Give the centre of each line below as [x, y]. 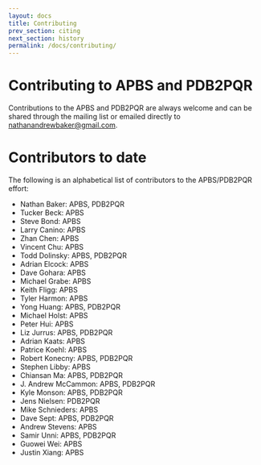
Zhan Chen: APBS [49, 238]
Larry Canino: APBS [53, 230]
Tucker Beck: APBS [52, 213]
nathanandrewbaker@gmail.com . [63, 125]
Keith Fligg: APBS [49, 290]
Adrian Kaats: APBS [53, 341]
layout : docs [30, 16]
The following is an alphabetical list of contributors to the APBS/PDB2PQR [130, 180]
